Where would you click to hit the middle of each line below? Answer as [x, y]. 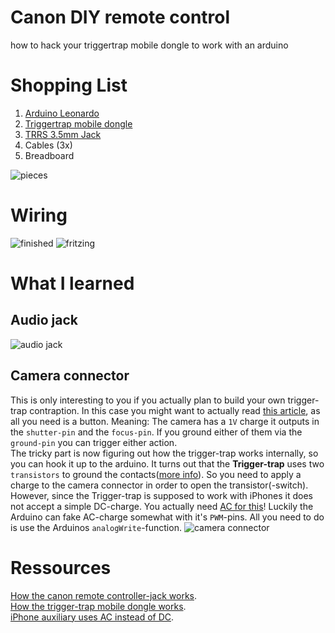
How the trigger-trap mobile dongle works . [98, 606]
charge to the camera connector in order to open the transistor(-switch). [159, 485]
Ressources [61, 567]
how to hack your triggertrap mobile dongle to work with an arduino [149, 45]
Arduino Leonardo [62, 113]
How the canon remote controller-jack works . [104, 595]
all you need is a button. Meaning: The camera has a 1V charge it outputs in [165, 421]
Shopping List [69, 85]
